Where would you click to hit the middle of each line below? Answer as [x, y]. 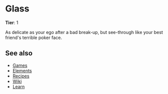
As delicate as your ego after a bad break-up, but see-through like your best [84, 32]
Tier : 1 [12, 22]
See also [19, 53]
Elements [22, 70]
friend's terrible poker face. [34, 37]
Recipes [21, 76]
